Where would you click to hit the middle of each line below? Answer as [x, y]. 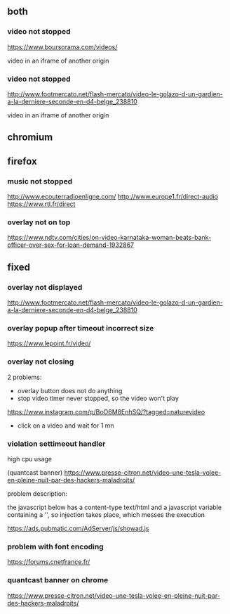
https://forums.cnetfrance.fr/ [49, 562]
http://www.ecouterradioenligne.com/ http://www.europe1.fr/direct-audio [113, 197]
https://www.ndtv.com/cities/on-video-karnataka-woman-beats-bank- [109, 238]
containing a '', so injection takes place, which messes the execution [106, 514]
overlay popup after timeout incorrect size [81, 328]
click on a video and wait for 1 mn [66, 426]
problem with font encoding [55, 546]
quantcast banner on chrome [58, 580]
